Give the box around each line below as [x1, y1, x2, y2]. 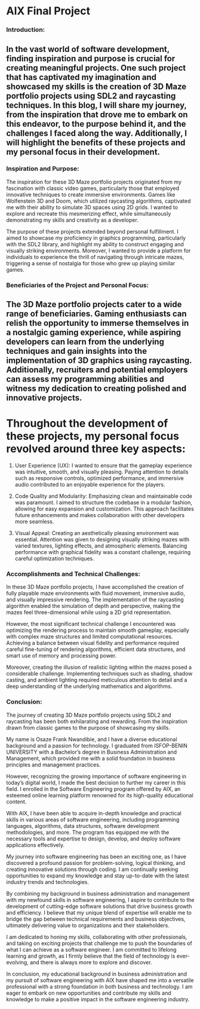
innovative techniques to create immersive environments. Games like [6, 191, 176, 198]
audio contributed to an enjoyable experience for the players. [14, 481, 165, 488]
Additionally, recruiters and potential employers [6, 365, 188, 375]
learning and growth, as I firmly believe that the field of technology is [6, 952, 176, 959]
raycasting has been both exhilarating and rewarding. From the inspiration [6, 717, 188, 724]
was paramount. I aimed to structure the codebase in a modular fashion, [14, 499, 193, 506]
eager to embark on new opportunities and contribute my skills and [6, 989, 171, 996]
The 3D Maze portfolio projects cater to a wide [6, 299, 182, 310]
